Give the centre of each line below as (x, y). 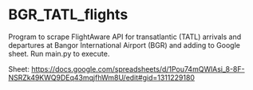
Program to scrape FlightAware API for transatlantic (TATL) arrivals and (125, 37)
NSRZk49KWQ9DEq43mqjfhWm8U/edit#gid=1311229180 (102, 77)
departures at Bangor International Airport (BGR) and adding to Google (125, 45)
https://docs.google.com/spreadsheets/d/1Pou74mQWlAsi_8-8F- (138, 68)
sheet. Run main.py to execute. (59, 53)
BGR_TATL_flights (68, 15)
